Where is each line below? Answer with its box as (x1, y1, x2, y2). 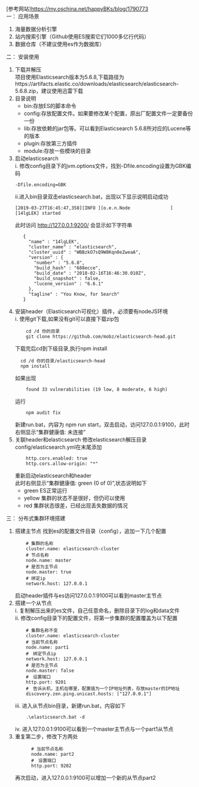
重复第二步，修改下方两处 (14, 733, 78, 740)
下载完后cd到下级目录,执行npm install (14, 345, 108, 352)
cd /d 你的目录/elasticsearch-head (20, 358, 106, 364)
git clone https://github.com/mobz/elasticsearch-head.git (26, 334, 176, 340)
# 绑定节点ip (26, 651, 57, 657)
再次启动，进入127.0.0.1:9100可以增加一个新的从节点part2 (14, 774, 157, 781)
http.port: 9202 (30, 763, 72, 769)
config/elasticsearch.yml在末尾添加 (14, 443, 102, 450)
